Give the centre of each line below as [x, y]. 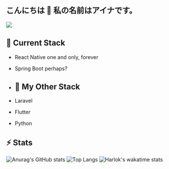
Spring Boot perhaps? [41, 68]
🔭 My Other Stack [47, 87]
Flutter [23, 112]
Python [23, 123]
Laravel [23, 101]
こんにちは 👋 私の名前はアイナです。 [72, 11]
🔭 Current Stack [36, 43]
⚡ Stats [19, 142]
